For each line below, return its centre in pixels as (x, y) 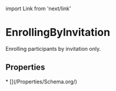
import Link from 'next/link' (38, 9)
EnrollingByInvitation (58, 32)
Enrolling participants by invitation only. (53, 48)
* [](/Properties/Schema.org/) (42, 82)
